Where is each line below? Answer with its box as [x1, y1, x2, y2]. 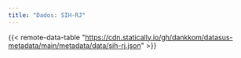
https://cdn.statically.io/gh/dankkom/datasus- [85, 32, 233, 42]
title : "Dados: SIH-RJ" [8, 11, 86, 19]
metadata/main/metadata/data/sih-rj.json [8, 40, 141, 50]
